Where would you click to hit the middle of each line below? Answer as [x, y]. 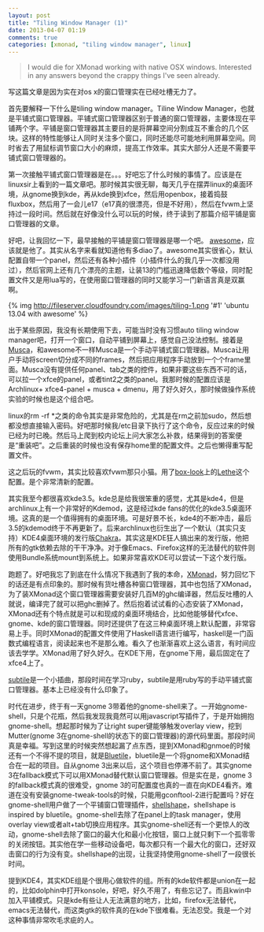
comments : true [33, 37]
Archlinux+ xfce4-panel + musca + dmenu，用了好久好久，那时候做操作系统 [132, 389]
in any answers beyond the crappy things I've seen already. [123, 76]
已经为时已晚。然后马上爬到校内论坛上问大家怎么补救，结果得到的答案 [122, 436]
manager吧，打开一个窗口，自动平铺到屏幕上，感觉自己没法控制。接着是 [126, 340]
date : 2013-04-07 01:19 [47, 30]
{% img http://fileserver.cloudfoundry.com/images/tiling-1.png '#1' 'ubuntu [128, 306]
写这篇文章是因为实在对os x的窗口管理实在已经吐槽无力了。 [104, 92]
